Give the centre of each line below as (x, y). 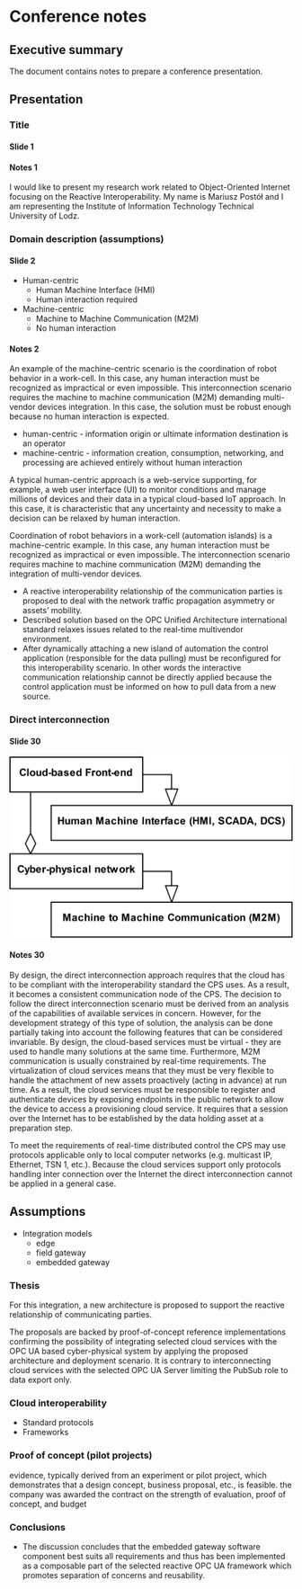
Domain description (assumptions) (87, 239)
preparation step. (41, 1128)
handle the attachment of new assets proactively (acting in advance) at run (148, 1080)
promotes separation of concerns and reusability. (113, 1575)
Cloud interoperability (58, 1403)
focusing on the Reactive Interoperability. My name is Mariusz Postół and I (147, 197)
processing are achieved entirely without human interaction (132, 463)
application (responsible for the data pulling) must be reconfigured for (151, 658)
